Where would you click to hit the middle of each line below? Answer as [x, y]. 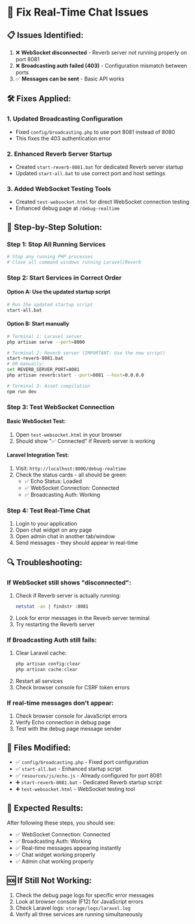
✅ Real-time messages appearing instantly [68, 848]
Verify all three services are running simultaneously [79, 914]
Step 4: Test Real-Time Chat [49, 511]
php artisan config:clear [48, 664]
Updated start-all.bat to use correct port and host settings [90, 173]
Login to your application [46, 524]
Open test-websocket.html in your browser [69, 434]
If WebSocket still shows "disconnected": [69, 583]
